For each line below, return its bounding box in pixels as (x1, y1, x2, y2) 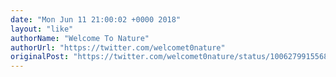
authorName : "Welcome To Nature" (10, 33, 150, 43)
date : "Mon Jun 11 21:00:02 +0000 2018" (10, 14, 182, 25)
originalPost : (10, 52, 70, 62)
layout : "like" (10, 24, 74, 34)
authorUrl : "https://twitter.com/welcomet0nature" (10, 42, 226, 53)
